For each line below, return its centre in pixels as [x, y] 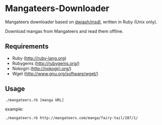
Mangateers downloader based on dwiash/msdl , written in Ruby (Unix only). [81, 22]
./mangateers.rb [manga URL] [35, 100]
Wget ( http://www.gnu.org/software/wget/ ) [55, 74]
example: [14, 109]
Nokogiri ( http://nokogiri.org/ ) [42, 68]
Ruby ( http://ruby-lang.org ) [39, 58]
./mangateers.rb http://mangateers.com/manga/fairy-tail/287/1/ [72, 118]
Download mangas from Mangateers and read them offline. [64, 31]
